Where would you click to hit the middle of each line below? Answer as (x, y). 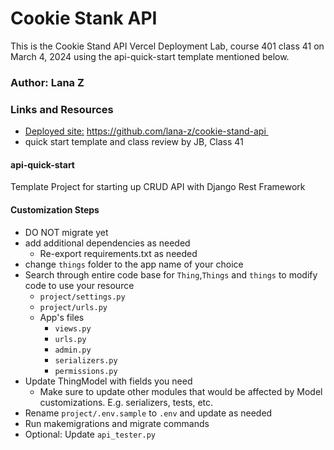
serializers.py (86, 360)
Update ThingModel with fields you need (108, 381)
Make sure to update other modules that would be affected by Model (181, 391)
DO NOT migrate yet (66, 232)
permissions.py (86, 371)
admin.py (73, 350)
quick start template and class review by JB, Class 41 (134, 142)
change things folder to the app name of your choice (134, 264)
